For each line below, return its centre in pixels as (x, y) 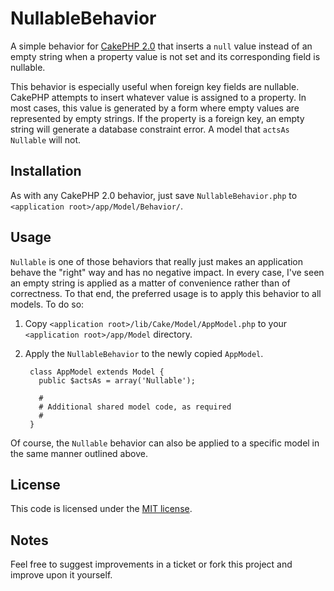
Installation (46, 171)
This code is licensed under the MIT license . (101, 509)
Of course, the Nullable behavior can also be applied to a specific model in (165, 443)
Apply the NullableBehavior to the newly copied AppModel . (144, 353)
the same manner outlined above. (79, 453)
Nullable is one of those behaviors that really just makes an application (157, 261)
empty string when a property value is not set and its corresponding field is (165, 56)
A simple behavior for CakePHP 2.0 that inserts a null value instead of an (161, 46)
